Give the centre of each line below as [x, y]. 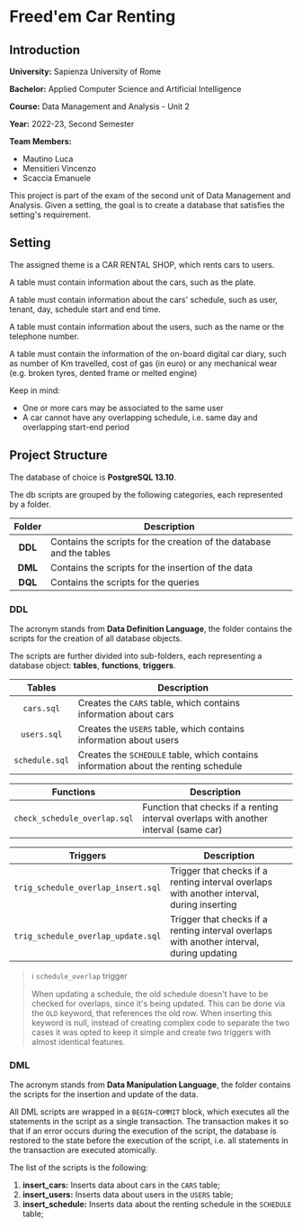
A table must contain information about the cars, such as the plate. [133, 282]
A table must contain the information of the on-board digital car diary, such [148, 353]
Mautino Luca [48, 159]
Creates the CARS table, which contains [159, 702]
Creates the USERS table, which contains [161, 729]
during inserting [203, 904]
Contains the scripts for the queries [125, 582]
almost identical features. [78, 1041]
